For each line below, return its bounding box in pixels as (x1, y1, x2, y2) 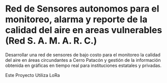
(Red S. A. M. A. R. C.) (5, 35, 97, 47)
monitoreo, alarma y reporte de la (5, 14, 148, 25)
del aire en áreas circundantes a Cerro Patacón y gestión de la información (5, 57, 161, 63)
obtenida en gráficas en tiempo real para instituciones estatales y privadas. (5, 62, 161, 68)
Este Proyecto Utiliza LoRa (5, 72, 60, 78)
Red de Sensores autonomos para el (5, 3, 159, 15)
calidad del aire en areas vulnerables (5, 25, 162, 36)
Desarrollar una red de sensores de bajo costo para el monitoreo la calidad (5, 51, 160, 58)
